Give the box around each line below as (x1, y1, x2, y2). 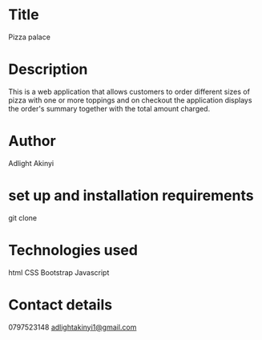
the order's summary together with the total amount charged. (8, 103, 211, 113)
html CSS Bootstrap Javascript (8, 267, 110, 277)
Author (8, 132, 56, 150)
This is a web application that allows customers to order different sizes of (8, 87, 251, 96)
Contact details (8, 295, 113, 314)
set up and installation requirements (8, 187, 254, 204)
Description (8, 60, 88, 79)
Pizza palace (8, 32, 50, 42)
